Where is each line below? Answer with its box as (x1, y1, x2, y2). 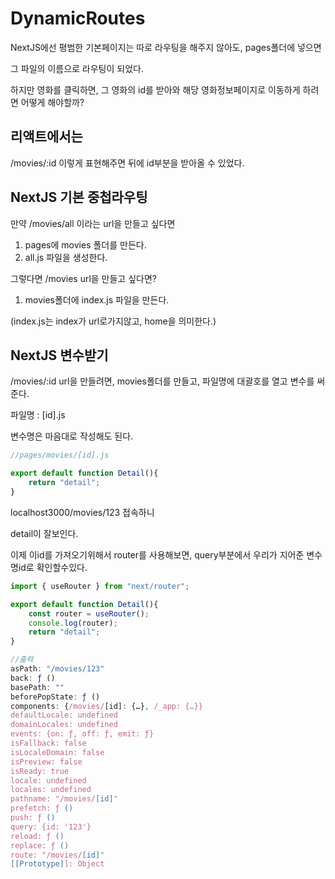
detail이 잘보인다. (10, 527, 79, 539)
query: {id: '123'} (10, 822, 92, 832)
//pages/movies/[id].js (10, 450, 110, 461)
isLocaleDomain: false (10, 747, 105, 757)
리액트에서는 (10, 128, 83, 146)
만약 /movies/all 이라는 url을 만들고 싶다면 (10, 217, 176, 229)
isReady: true (10, 766, 70, 776)
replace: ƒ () (10, 840, 70, 851)
